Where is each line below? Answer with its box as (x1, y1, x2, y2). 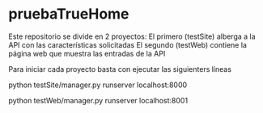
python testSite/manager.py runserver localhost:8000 (8, 80, 188, 90)
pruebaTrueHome (8, 5, 129, 23)
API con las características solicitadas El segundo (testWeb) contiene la (8, 40, 247, 49)
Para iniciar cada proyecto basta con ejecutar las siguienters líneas (8, 64, 232, 73)
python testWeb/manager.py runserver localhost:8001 (8, 95, 189, 105)
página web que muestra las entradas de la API (8, 48, 166, 58)
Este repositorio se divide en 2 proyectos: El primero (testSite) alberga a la (8, 31, 257, 41)
